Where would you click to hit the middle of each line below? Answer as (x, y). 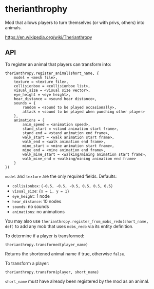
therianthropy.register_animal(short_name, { (52, 73)
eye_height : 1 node (31, 196)
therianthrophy (36, 9)
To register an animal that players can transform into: (58, 64)
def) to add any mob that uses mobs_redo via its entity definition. (69, 226)
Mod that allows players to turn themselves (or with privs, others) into (75, 22)
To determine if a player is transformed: (45, 236)
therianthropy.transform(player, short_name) (52, 272)
